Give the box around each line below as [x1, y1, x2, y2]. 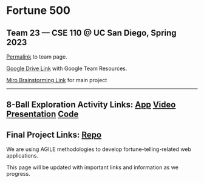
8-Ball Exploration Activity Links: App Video [6, 100, 176, 110]
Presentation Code [6, 109, 79, 120]
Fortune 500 [6, 4, 71, 18]
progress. [6, 170, 30, 178]
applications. [6, 152, 38, 159]
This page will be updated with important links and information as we [6, 164, 179, 171]
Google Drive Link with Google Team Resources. [6, 65, 127, 72]
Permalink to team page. [6, 53, 68, 60]
